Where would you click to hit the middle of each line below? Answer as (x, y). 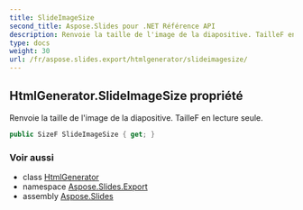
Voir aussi (32, 157)
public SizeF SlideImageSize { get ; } (82, 134)
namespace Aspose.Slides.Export (85, 187)
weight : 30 (30, 51)
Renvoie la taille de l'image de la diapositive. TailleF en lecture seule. (136, 117)
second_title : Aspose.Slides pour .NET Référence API (113, 26)
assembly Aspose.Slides (68, 196)
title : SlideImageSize (52, 18)
